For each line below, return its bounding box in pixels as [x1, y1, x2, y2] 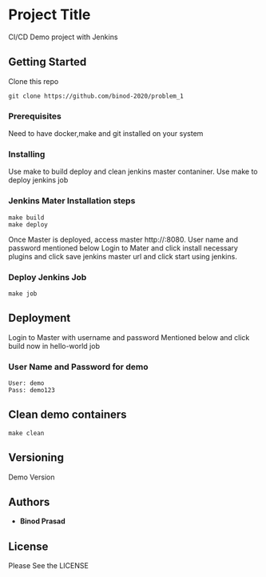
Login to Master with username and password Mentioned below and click [8, 332, 250, 342]
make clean [8, 429, 45, 437]
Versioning [8, 451, 64, 465]
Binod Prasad [19, 516, 66, 526]
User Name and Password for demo [8, 361, 149, 372]
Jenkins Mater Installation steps [8, 195, 136, 206]
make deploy [8, 220, 48, 229]
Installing [8, 148, 46, 159]
